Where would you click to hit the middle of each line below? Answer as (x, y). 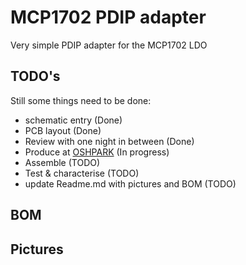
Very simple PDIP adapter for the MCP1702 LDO (109, 45)
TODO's (35, 76)
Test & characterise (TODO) (82, 173)
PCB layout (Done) (63, 130)
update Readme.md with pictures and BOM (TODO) (130, 183)
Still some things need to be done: (81, 100)
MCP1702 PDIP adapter (108, 17)
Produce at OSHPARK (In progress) (97, 152)
